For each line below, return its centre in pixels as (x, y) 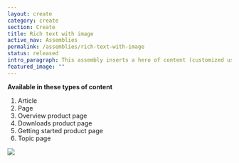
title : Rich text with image (51, 34)
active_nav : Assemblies (43, 40)
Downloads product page (55, 123)
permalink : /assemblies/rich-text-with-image (76, 47)
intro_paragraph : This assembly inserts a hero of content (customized (116, 60)
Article (27, 101)
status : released (33, 54)
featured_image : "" (36, 67)
